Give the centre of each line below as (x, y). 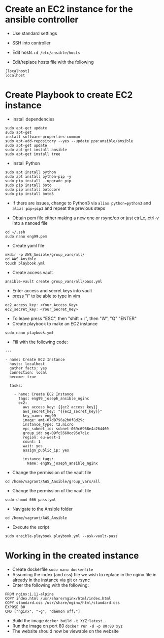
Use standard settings (35, 33)
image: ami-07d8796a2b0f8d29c (54, 420)
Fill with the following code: (40, 342)
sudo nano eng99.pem (26, 236)
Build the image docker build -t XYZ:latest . (60, 620)
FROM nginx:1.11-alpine (30, 594)
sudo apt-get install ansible (36, 150)
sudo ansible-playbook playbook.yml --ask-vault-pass (62, 536)
